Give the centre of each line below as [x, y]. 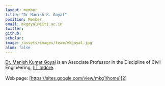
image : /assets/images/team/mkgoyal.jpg [49, 43]
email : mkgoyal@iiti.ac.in [34, 24]
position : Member [24, 19]
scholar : [15, 38]
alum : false [18, 48]
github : [13, 33]
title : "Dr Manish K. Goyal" [36, 15]
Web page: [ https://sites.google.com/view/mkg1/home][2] [66, 78]
